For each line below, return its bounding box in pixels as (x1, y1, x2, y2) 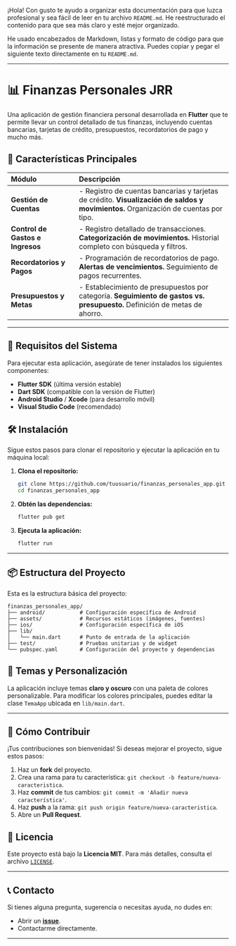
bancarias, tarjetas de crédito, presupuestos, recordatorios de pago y (7, 125, 209, 133)
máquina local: (7, 453, 50, 462)
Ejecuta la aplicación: (17, 527, 82, 534)
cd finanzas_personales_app (17, 487, 100, 494)
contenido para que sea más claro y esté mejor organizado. (7, 21, 180, 29)
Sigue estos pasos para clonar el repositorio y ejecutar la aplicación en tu (7, 446, 220, 454)
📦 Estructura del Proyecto (7, 567, 126, 579)
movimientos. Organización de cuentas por (79, 204, 223, 214)
